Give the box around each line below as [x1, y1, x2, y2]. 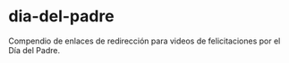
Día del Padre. [8, 44, 60, 55]
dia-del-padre [8, 6, 115, 27]
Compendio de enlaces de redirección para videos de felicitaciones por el [8, 35, 281, 46]
